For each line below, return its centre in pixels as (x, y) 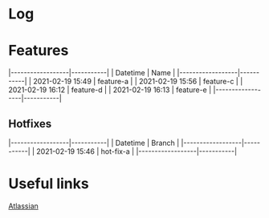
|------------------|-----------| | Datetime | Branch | (94, 143)
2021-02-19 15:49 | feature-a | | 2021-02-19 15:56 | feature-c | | (138, 82)
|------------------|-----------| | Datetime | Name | (92, 73)
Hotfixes (30, 124)
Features (39, 51)
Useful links (49, 184)
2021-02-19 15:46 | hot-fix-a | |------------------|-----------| (137, 151)
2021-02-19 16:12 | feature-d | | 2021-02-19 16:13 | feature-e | (110, 90)
